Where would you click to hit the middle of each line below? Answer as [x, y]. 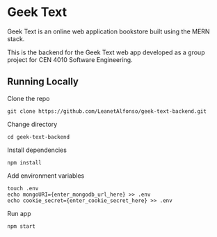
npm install [24, 162]
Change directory [32, 124]
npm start [22, 226]
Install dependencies [37, 150]
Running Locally [43, 82]
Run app [19, 213]
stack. [16, 38]
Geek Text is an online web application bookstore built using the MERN [108, 31]
